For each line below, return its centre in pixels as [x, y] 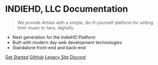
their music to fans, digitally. [46, 27]
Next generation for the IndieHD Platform [54, 37]
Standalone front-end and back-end [49, 47]
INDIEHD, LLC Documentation [67, 9]
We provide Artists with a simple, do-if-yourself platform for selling [85, 22]
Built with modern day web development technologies [67, 42]
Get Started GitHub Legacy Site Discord [45, 57]
